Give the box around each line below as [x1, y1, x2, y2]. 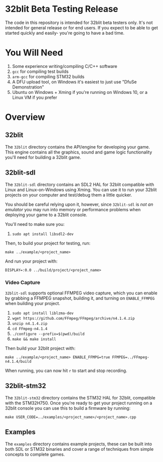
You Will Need [5, 47, 63, 58]
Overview [5, 111, 45, 123]
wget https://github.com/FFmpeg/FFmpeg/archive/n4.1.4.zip [12, 316, 135, 321]
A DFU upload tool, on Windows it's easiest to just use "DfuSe [12, 79, 137, 85]
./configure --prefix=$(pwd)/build [12, 331, 85, 336]
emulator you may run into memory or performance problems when [5, 206, 141, 212]
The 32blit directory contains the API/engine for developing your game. [5, 144, 150, 150]
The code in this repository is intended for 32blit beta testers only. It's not [5, 20, 153, 25]
